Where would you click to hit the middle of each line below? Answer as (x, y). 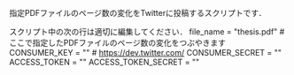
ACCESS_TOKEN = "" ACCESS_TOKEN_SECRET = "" (104, 62)
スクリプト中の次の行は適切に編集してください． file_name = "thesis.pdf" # (147, 32)
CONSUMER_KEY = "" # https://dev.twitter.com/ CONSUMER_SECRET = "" (145, 52)
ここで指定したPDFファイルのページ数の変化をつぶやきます (118, 43)
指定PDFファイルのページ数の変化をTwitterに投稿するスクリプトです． (138, 13)
